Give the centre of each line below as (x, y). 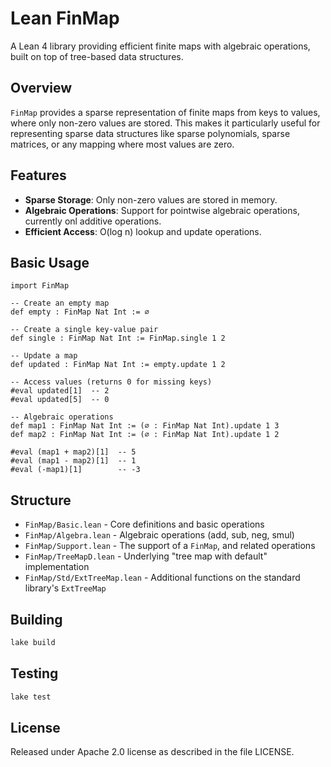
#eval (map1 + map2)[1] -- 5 (73, 452)
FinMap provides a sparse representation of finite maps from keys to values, (165, 112)
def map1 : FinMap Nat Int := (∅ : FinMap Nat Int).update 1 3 (145, 426)
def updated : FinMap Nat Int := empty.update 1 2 (118, 365)
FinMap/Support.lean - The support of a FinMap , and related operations (170, 546)
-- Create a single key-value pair (84, 330)
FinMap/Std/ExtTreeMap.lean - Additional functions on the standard (162, 578)
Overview (41, 88)
